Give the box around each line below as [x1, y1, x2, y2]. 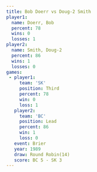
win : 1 [19, 129, 35, 136]
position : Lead [19, 119, 57, 125]
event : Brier [14, 140, 46, 147]
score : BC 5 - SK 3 [14, 157, 62, 163]
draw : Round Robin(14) [14, 151, 70, 157]
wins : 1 [11, 58, 31, 64]
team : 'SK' [19, 80, 46, 86]
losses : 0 [11, 63, 35, 70]
